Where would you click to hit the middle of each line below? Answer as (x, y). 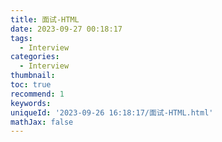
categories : (35, 57)
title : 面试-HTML (45, 19)
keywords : (31, 103)
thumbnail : (33, 76)
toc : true (31, 85)
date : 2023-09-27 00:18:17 (66, 29)
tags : (21, 38)
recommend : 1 (37, 94)
